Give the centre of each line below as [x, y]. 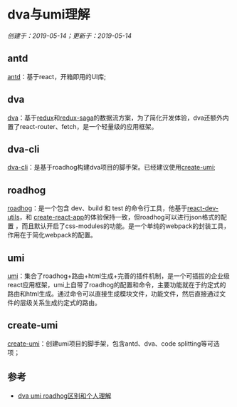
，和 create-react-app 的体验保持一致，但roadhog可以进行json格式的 [120, 217]
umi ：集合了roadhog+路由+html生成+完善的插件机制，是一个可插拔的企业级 [118, 276]
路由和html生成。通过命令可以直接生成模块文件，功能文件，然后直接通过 [114, 294]
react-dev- [203, 208]
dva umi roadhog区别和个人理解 [64, 396]
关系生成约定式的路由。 [66, 303]
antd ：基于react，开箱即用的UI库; [57, 76]
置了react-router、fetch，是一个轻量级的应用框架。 [83, 126]
